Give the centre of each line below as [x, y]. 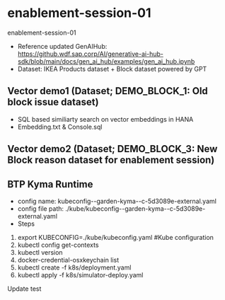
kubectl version [40, 252]
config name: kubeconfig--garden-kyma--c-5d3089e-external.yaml [117, 201]
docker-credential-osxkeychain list [68, 260]
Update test [24, 289]
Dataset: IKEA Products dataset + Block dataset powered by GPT [112, 69]
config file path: [41, 208]
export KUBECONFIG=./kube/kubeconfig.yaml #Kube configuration [116, 237]
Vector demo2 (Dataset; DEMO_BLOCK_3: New [112, 149]
